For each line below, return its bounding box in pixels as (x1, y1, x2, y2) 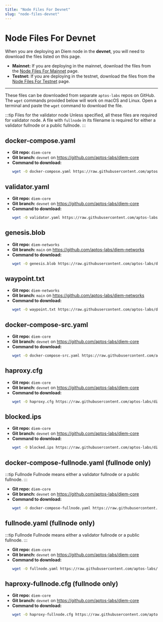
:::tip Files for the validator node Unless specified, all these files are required (5, 112, 158, 118)
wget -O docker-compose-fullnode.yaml (12, 506, 91, 511)
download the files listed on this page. (5, 54, 81, 60)
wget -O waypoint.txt (12, 307, 56, 312)
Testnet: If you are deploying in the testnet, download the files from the (12, 73, 155, 79)
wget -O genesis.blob (12, 261, 56, 266)
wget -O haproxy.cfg (12, 399, 54, 404)
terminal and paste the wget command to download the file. (5, 103, 123, 109)
